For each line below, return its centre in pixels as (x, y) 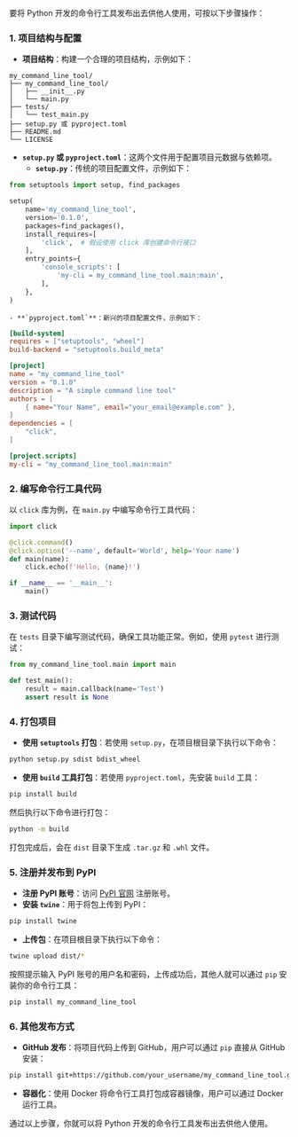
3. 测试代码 (33, 616)
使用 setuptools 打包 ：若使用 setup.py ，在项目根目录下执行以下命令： (150, 742)
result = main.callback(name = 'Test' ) (95, 689)
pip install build (43, 795)
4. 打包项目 (33, 721)
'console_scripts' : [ (81, 267)
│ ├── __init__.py (47, 91)
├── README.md (35, 132)
